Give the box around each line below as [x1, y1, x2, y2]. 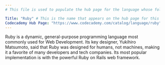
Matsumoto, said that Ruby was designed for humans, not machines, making [5, 44, 160, 50]
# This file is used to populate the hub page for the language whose [5, 7, 153, 12]
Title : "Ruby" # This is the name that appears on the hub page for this [5, 16, 160, 21]
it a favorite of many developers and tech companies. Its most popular [5, 49, 147, 55]
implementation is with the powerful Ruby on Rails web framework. [5, 55, 140, 61]
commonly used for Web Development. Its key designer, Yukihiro [5, 39, 136, 45]
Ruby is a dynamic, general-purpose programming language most [5, 34, 138, 40]
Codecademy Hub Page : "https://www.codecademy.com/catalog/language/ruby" [5, 21, 162, 25]
